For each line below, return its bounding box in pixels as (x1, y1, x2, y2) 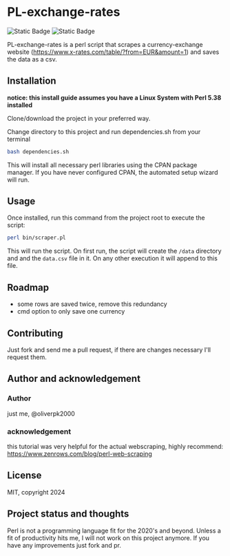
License (7, 470, 42, 481)
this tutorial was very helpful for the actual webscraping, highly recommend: (7, 442, 224, 450)
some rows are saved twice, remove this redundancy (17, 300, 167, 308)
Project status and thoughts (7, 508, 129, 520)
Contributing (7, 327, 63, 339)
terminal (7, 135, 31, 143)
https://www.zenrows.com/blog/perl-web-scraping (7, 450, 153, 458)
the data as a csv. (7, 55, 57, 63)
